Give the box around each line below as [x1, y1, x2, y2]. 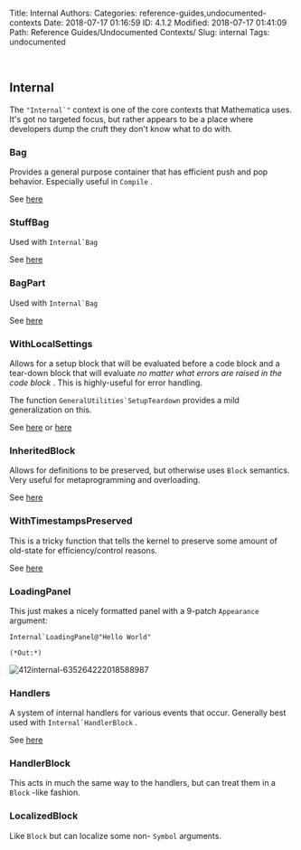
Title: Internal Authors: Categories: [9, 8, 137, 18]
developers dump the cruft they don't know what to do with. [9, 123, 233, 134]
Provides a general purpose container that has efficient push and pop [9, 166, 268, 177]
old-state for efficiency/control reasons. [9, 544, 158, 555]
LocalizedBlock [9, 809, 79, 822]
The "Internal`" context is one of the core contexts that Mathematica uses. [9, 104, 292, 115]
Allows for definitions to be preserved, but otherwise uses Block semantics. [9, 465, 290, 476]
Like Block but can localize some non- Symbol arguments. [9, 830, 221, 841]
